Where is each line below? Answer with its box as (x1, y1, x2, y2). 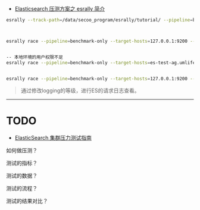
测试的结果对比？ (6, 198, 48, 205)
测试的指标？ (6, 159, 37, 167)
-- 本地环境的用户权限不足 (6, 54, 64, 60)
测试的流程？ (6, 185, 37, 192)
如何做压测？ (6, 147, 37, 154)
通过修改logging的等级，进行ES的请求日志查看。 (20, 87, 140, 94)
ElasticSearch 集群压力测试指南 (14, 134, 92, 142)
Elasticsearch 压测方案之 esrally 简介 (14, 5, 105, 12)
